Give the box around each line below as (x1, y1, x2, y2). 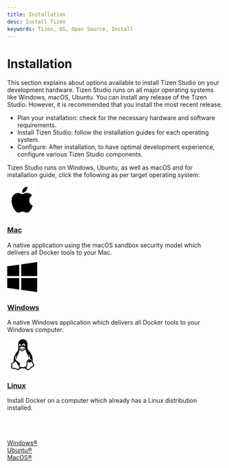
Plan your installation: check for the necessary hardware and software (16, 114, 216, 122)
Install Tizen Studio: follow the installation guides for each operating (16, 128, 209, 137)
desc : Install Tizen (7, 18, 67, 25)
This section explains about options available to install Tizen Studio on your (7, 79, 219, 87)
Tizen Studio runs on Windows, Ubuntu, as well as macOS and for (7, 163, 193, 172)
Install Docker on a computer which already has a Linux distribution (7, 397, 197, 405)
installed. (7, 403, 33, 412)
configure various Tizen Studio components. (16, 150, 143, 159)
